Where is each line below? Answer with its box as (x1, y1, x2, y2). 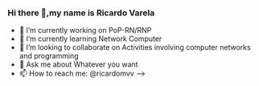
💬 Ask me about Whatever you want (18, 59, 138, 69)
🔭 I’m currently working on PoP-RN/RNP (18, 26, 152, 35)
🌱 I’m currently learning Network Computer (18, 34, 162, 43)
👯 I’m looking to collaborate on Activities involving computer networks (18, 43, 251, 52)
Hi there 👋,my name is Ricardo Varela (7, 7, 155, 18)
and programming (18, 51, 79, 61)
